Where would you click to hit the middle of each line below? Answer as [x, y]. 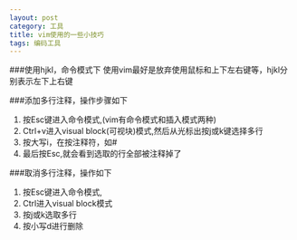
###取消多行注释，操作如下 [61, 173]
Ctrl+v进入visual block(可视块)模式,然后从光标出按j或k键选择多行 [143, 131]
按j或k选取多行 [49, 215]
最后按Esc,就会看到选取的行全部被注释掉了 [102, 154]
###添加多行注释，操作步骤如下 [69, 101]
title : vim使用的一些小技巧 [57, 34]
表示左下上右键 [45, 82]
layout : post [34, 18]
